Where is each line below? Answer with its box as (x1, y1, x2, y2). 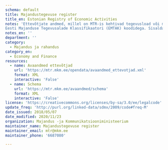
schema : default (5, 7, 39, 12)
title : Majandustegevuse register (5, 12, 77, 17)
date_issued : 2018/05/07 (5, 109, 57, 115)
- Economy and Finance (9, 53, 57, 59)
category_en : (5, 49, 32, 54)
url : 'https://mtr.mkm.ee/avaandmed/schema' (14, 86, 108, 91)
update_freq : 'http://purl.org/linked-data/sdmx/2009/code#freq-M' (5, 105, 149, 110)
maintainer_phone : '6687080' (5, 133, 66, 138)
